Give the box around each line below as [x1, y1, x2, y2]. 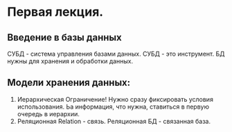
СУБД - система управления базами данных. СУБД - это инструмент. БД [7, 49, 225, 58]
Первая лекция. [7, 4, 104, 20]
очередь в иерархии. [17, 109, 80, 118]
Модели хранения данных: [7, 77, 131, 89]
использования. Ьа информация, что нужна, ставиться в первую [17, 102, 210, 111]
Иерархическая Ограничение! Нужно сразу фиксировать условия [17, 95, 213, 103]
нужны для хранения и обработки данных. [7, 57, 134, 65]
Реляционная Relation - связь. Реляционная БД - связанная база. [17, 117, 211, 125]
